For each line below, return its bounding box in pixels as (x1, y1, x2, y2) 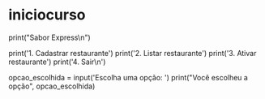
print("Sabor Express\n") (8, 32, 91, 42)
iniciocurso (8, 6, 87, 24)
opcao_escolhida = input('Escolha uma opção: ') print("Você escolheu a (8, 72, 249, 82)
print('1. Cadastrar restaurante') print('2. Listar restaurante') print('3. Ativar (8, 48, 257, 58)
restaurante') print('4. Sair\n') (8, 57, 106, 67)
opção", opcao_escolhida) (8, 81, 96, 91)
